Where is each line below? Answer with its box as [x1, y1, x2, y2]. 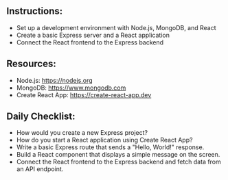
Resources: [6, 58, 56, 70]
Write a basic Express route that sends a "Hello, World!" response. [16, 143, 205, 151]
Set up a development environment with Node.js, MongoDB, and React [16, 23, 217, 31]
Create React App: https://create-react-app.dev [16, 90, 152, 99]
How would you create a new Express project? [16, 129, 148, 137]
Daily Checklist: [6, 111, 76, 123]
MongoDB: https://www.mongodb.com [16, 83, 126, 92]
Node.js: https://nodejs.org [16, 76, 93, 84]
